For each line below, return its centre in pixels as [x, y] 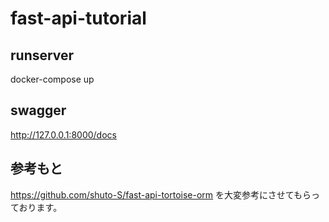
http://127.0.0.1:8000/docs [63, 134]
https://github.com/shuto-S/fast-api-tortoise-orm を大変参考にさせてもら [161, 194]
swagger [38, 110]
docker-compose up [52, 79]
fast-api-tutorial [78, 18]
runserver [42, 55]
